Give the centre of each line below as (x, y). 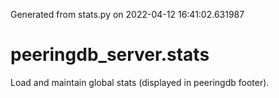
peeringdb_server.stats (110, 55)
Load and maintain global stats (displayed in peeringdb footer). (140, 82)
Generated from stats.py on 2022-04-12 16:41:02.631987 (127, 14)
